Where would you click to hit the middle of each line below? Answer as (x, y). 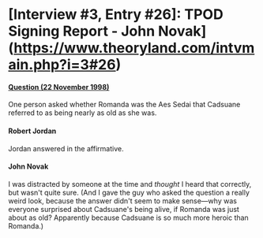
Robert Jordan (32, 131)
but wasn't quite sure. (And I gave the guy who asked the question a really (129, 192)
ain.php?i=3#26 (62, 65)
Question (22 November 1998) (59, 87)
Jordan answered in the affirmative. (66, 148)
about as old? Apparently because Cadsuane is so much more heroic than (128, 218)
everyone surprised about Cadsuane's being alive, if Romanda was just (124, 209)
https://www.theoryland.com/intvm (134, 48)
